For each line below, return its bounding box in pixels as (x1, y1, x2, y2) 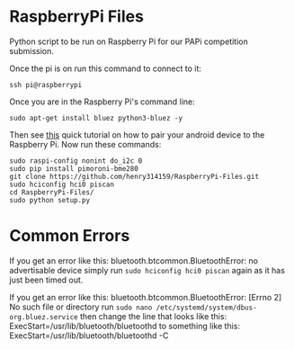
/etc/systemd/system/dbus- (156, 303, 258, 312)
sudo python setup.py (9, 195, 91, 204)
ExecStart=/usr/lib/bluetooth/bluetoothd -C (9, 330, 169, 341)
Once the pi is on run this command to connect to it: (9, 63, 202, 74)
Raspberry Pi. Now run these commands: (9, 139, 162, 149)
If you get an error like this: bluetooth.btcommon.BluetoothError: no (9, 255, 259, 266)
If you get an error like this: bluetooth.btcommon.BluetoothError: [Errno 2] (9, 291, 282, 302)
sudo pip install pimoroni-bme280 (9, 164, 139, 173)
